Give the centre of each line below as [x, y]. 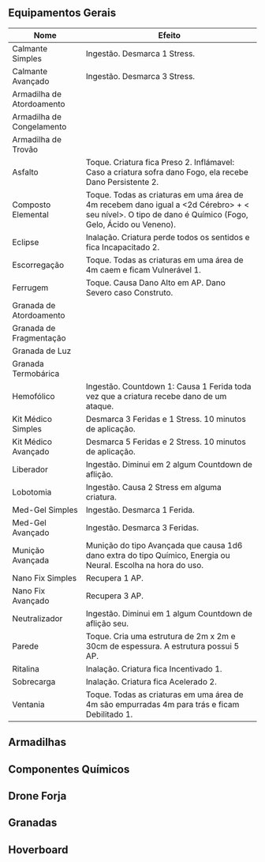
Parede [26, 646]
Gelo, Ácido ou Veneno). [131, 224]
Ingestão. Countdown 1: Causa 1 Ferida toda [168, 386]
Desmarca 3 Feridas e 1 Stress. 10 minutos [166, 419]
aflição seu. [107, 623]
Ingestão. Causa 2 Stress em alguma [154, 487]
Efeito [170, 35]
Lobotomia [32, 491]
